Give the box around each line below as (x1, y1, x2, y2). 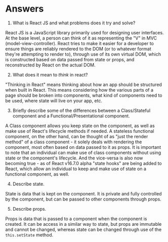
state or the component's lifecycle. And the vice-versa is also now (5, 155, 143, 161)
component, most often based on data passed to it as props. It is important (5, 144, 161, 150)
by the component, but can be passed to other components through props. (5, 196, 162, 202)
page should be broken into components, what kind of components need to (5, 92, 163, 98)
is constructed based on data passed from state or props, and (5, 56, 135, 62)
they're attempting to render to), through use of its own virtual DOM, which (5, 51, 161, 57)
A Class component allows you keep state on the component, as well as (5, 123, 155, 129)
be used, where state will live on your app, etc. (5, 97, 103, 104)
